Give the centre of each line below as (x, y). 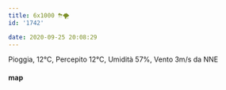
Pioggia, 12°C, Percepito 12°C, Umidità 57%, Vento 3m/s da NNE (113, 59)
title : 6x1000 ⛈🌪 (39, 15)
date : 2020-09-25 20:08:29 (53, 37)
